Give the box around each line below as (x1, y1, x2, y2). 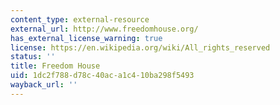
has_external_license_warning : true (10, 33, 163, 43)
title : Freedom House (10, 61, 101, 71)
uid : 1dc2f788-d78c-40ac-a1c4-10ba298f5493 (10, 71, 195, 81)
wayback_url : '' (10, 80, 78, 90)
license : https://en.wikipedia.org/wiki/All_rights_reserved (10, 42, 271, 53)
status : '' (10, 52, 56, 62)
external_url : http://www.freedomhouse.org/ (10, 24, 199, 34)
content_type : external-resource (10, 14, 150, 25)
